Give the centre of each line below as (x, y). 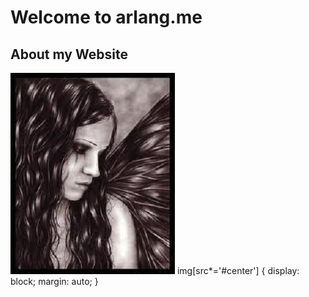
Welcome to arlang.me (106, 17)
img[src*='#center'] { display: (238, 270)
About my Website (69, 54)
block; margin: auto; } (54, 281)
